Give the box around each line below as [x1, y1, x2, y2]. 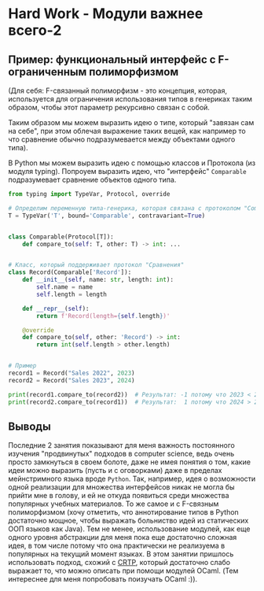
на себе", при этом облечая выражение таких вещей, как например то [8, 127, 246, 135]
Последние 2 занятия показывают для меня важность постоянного [8, 441, 236, 450]
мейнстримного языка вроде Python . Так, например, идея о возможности [8, 474, 256, 484]
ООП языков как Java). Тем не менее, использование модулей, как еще [8, 524, 251, 534]
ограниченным [8, 65, 87, 79]
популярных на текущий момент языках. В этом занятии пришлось [8, 549, 234, 559]
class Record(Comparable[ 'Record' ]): [8, 268, 132, 276]
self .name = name [36, 283, 93, 291]
